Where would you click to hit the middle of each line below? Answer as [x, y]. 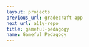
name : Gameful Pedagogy [37, 35]
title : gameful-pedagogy [38, 29]
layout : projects [28, 12]
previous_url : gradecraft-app [45, 18]
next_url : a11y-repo [33, 23]
